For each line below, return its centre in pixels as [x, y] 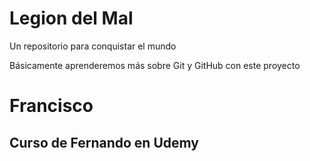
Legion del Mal [71, 18]
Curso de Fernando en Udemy [104, 142]
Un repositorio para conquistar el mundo [93, 46]
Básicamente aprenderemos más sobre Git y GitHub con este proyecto [155, 65]
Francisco [51, 106]
